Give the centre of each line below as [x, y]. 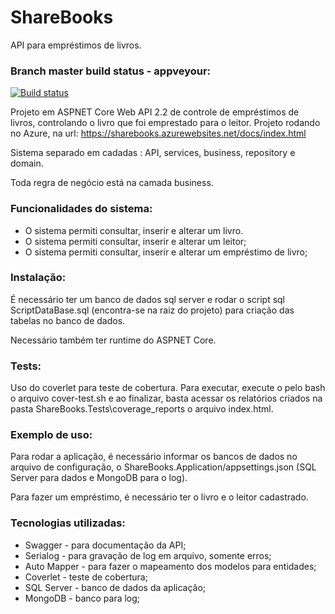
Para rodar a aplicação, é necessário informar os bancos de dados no [154, 457]
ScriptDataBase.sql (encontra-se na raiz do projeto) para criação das [152, 310]
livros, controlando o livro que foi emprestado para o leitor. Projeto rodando [165, 123]
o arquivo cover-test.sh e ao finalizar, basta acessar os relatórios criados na [166, 398]
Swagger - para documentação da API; [105, 545]
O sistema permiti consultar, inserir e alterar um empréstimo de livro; [166, 252]
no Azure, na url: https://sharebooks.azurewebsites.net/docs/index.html [158, 133]
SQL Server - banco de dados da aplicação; [115, 587]
